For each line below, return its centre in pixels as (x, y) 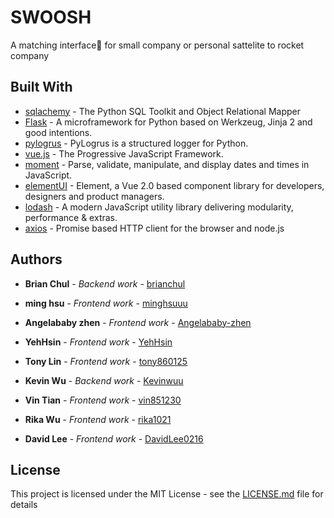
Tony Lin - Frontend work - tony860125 (106, 361)
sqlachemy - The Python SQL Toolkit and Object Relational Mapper (162, 111)
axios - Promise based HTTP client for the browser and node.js (154, 228)
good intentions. (58, 132)
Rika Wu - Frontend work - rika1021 (98, 419)
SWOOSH (51, 17)
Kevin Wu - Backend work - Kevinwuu (104, 380)
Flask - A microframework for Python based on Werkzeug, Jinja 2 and (168, 122)
